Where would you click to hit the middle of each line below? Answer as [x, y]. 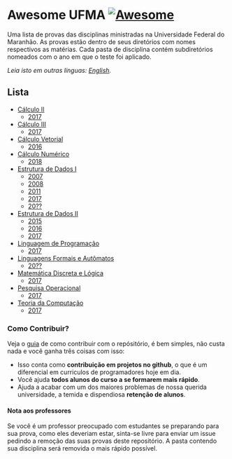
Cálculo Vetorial [40, 139]
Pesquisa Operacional [49, 288]
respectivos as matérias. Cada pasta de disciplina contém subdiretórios [110, 49]
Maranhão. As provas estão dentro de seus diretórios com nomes [101, 41]
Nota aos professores [39, 411]
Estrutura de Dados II [48, 213]
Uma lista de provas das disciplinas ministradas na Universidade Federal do [116, 34]
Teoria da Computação [50, 303]
